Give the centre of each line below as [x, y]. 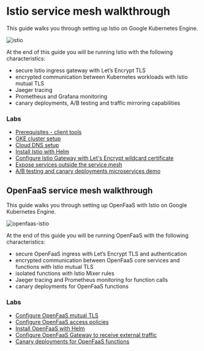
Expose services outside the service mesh [69, 165]
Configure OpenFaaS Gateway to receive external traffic [86, 335]
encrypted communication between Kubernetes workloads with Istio [101, 77]
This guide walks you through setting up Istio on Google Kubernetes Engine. [102, 28]
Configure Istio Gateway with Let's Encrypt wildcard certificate [94, 158]
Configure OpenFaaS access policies [62, 322]
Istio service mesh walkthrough [88, 11]
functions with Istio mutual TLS [54, 267]
